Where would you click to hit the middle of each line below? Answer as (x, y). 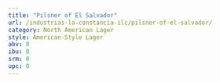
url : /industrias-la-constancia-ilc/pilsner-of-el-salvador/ (110, 23)
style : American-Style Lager (56, 37)
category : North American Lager (61, 30)
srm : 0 (19, 59)
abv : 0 (19, 45)
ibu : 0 (19, 52)
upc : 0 (19, 66)
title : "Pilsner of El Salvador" (63, 15)
